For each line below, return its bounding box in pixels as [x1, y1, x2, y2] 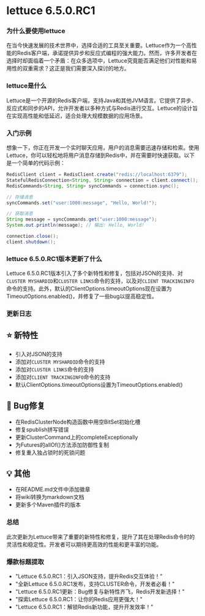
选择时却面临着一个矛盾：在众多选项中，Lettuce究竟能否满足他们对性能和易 [6, 57, 197, 64]
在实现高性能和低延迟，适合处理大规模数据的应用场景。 [6, 112, 146, 120]
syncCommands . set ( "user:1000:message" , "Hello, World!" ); [6, 200, 157, 206]
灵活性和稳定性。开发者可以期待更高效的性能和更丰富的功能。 [6, 541, 162, 548]
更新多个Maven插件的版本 [15, 501, 81, 509]
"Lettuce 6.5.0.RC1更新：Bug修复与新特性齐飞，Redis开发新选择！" [15, 588, 185, 595]
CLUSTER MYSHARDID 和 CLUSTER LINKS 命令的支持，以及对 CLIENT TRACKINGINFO [6, 277, 195, 285]
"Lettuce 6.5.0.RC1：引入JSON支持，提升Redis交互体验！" [15, 572, 163, 580]
